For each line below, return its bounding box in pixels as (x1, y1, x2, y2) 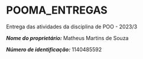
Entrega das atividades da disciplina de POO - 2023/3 (6, 23, 138, 30)
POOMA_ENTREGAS (6, 4, 108, 17)
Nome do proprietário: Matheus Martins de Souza (6, 34, 129, 41)
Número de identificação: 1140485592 (6, 45, 102, 53)
